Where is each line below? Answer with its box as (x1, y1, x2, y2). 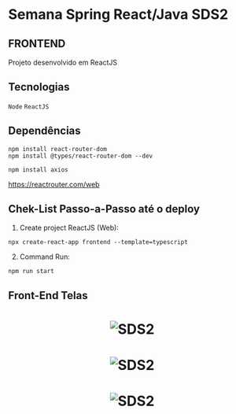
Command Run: (19, 252, 71, 261)
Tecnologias (8, 80, 70, 94)
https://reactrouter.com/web (8, 179, 100, 189)
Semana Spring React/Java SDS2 (8, 6, 229, 24)
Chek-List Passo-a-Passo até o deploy (8, 202, 201, 216)
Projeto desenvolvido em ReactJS (8, 57, 118, 67)
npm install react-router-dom (8, 145, 108, 153)
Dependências (8, 124, 81, 138)
